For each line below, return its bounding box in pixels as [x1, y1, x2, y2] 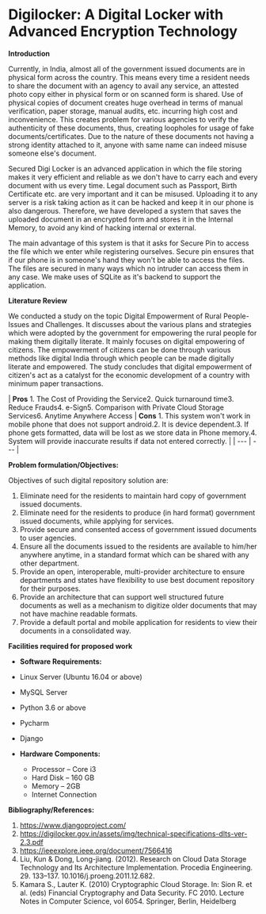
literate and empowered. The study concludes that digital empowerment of [8, 361, 253, 371]
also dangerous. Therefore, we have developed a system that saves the [8, 206, 241, 215]
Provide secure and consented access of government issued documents [19, 524, 257, 534]
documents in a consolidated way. [19, 626, 132, 635]
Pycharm [19, 718, 50, 727]
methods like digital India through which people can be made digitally [8, 353, 235, 363]
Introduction [8, 48, 50, 58]
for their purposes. [19, 584, 82, 593]
